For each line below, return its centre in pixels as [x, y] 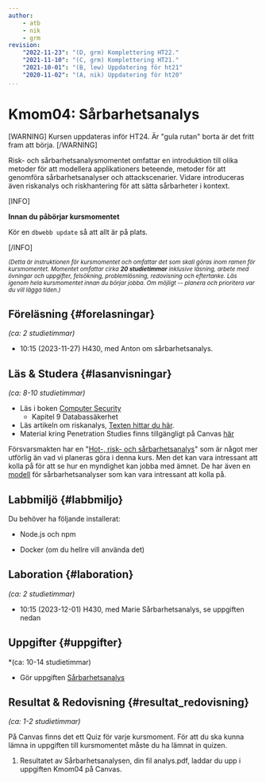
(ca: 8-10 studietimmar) [47, 393]
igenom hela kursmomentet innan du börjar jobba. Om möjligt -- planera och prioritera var [132, 283]
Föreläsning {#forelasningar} [82, 314]
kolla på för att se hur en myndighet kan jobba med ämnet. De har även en [129, 466]
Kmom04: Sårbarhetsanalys [104, 114]
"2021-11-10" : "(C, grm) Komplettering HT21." [101, 61]
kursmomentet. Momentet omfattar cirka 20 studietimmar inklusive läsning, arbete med [129, 269]
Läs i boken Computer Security [70, 409]
